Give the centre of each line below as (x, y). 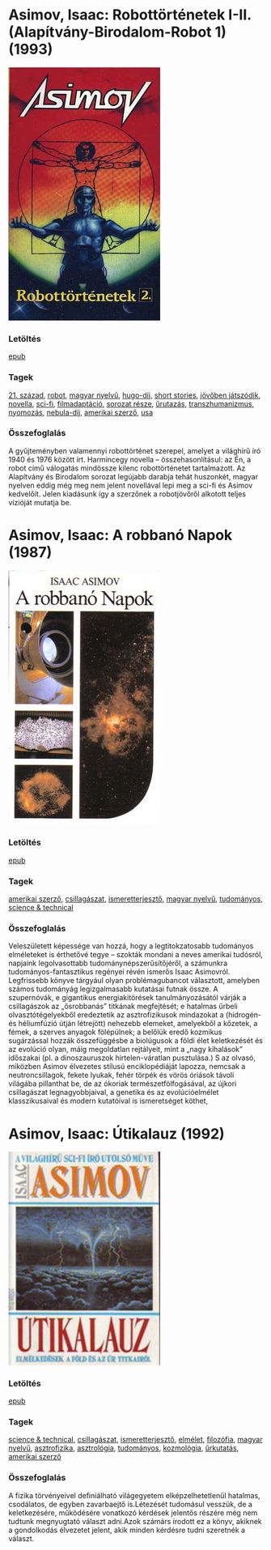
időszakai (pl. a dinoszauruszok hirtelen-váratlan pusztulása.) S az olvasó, (132, 1058)
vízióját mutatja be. (40, 502)
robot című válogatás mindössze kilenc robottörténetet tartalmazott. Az (127, 468)
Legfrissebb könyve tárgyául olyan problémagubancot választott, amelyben (134, 981)
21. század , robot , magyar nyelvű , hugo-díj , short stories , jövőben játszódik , (135, 395)
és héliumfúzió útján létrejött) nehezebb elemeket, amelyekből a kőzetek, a (133, 1024)
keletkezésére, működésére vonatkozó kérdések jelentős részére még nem (133, 1513)
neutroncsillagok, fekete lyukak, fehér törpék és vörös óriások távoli (121, 1075)
